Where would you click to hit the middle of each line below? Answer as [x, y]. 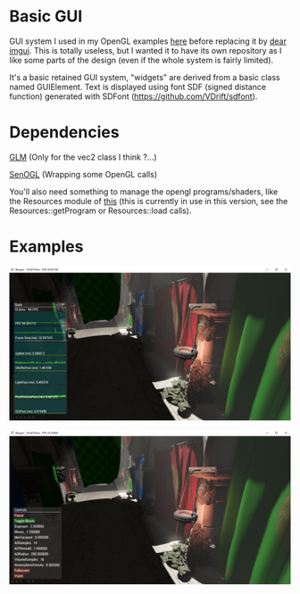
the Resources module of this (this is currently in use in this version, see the [149, 201]
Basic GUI [46, 16]
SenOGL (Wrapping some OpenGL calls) [83, 174]
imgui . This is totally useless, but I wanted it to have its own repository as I [146, 50]
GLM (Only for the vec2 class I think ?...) [83, 157]
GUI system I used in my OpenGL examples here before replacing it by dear [148, 41]
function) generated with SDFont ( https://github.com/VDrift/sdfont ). [133, 96]
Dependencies [64, 132]
